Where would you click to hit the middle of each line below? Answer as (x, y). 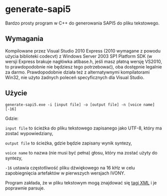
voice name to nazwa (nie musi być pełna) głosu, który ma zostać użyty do (82, 152)
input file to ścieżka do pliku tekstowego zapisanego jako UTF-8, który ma (83, 128)
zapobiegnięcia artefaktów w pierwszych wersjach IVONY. (65, 173)
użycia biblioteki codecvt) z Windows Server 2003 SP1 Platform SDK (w (79, 56)
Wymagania (24, 39)
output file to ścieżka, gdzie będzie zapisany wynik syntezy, (69, 143)
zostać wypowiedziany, (29, 133)
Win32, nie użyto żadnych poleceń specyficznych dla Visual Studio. (75, 77)
